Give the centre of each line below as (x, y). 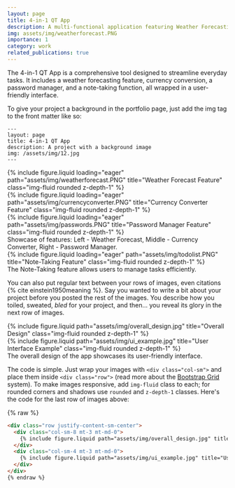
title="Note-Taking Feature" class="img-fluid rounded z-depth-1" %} (106, 262)
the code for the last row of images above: (68, 399)
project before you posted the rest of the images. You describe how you (111, 298)
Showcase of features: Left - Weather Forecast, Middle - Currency (103, 239)
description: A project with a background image (79, 147)
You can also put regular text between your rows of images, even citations (114, 283)
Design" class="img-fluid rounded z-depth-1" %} (78, 333)
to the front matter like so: (44, 116)
